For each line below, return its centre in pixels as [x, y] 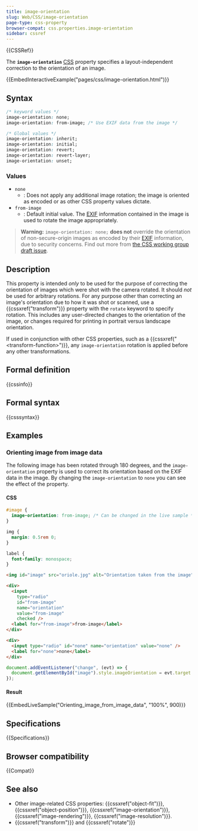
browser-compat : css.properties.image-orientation [70, 28]
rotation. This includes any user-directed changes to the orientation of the [96, 314]
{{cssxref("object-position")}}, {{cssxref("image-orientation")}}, [92, 810]
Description [28, 269]
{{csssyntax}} [23, 417]
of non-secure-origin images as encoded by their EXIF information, [102, 238]
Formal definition [38, 370]
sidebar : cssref [26, 34]
